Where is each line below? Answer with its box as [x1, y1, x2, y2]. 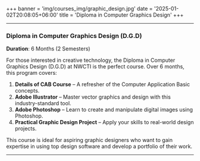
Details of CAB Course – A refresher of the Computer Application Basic [14, 81, 190, 88]
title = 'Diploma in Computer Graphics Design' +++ [59, 11, 184, 18]
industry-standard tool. [14, 100, 71, 107]
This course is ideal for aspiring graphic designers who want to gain [6, 137, 173, 144]
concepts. [14, 87, 40, 94]
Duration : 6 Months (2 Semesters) [6, 45, 90, 52]
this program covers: [6, 70, 58, 77]
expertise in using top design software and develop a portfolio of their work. [6, 143, 192, 150]
